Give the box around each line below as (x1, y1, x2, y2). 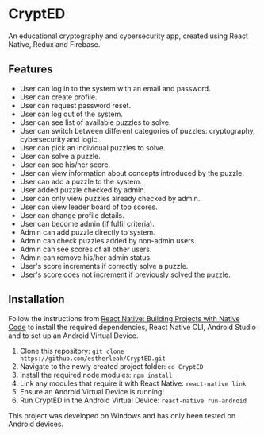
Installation (8, 293, 65, 306)
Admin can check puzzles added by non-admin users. (19, 235, 197, 245)
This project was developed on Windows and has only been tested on (8, 410, 236, 420)
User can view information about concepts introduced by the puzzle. (19, 168, 244, 177)
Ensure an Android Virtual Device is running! (19, 386, 165, 396)
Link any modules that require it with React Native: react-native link (19, 379, 247, 388)
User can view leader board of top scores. (19, 202, 159, 212)
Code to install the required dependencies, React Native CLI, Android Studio (8, 322, 256, 332)
